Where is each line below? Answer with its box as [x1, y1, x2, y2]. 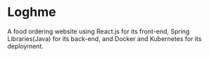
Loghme [7, 4, 56, 20]
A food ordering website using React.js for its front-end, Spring [7, 27, 190, 35]
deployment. [7, 42, 44, 50]
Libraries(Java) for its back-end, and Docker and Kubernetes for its [7, 34, 202, 42]
